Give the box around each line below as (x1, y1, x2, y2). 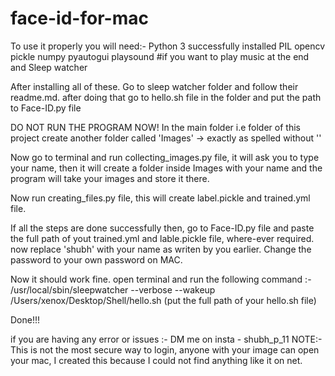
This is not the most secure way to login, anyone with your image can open (10, 343, 320, 356)
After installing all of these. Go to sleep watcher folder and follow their (10, 80, 299, 92)
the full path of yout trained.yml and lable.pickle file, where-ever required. (10, 232, 315, 244)
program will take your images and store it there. (10, 172, 210, 184)
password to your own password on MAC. (10, 253, 183, 266)
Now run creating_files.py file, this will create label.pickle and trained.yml (10, 192, 311, 204)
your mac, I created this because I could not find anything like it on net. (10, 354, 303, 366)
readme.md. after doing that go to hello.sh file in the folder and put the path (10, 91, 322, 103)
